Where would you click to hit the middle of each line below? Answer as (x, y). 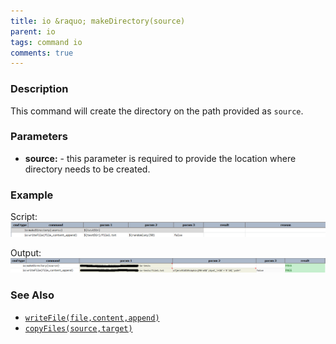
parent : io (33, 31)
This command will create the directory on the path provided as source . (157, 111)
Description (39, 89)
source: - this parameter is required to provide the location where (160, 158)
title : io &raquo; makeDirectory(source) (98, 21)
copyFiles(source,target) (78, 328)
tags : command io (46, 42)
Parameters (39, 137)
